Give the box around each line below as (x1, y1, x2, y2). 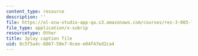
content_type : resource (6, 8, 65, 15)
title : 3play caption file (6, 36, 72, 41)
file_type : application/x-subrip (6, 24, 88, 31)
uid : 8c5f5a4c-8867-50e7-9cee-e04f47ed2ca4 (6, 41, 115, 47)
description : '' (6, 14, 46, 20)
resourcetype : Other (6, 30, 57, 36)
